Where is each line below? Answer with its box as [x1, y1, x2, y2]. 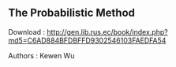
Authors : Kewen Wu [8, 50, 75, 60]
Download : [8, 27, 46, 36]
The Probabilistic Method [8, 6, 136, 20]
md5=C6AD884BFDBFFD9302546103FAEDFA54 [8, 35, 167, 45]
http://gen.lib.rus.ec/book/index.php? [47, 27, 168, 36]
